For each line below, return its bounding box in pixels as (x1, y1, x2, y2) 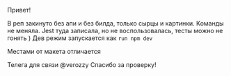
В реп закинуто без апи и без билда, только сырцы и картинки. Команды (7, 19, 224, 27)
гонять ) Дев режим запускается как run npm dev (7, 34, 153, 42)
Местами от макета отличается (7, 48, 101, 55)
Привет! (7, 6, 31, 14)
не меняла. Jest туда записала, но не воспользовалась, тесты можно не (7, 27, 223, 35)
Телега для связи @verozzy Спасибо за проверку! (7, 61, 157, 68)
